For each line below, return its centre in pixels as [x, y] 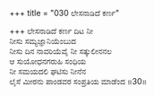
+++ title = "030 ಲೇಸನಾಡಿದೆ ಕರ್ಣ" [64, 13]
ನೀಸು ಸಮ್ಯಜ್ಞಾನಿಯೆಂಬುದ [43, 41]
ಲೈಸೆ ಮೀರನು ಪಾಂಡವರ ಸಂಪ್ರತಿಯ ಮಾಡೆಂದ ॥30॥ [78, 81]
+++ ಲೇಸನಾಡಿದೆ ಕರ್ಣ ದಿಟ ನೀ [52, 31]
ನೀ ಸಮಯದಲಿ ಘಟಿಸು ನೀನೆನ [48, 71]
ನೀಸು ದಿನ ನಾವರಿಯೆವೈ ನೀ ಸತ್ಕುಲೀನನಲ [60, 51]
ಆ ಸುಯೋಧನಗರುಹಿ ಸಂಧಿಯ [48, 61]
